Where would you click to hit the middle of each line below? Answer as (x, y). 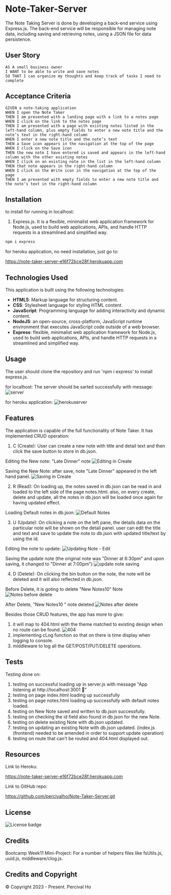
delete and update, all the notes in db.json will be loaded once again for (88, 497)
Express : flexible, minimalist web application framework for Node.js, (84, 332)
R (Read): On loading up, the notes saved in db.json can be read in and (87, 486)
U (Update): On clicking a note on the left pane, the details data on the (87, 522)
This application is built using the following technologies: (65, 290)
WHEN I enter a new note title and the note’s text (61, 139)
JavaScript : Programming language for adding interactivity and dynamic (89, 311)
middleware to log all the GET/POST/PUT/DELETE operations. (77, 646)
